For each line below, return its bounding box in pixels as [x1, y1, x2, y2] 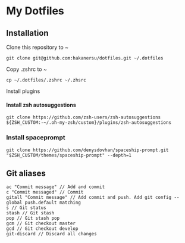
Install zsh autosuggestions [6, 101, 76, 108]
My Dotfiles [6, 4, 64, 18]
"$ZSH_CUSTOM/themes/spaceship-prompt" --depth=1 [6, 152, 132, 158]
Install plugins [6, 88, 40, 95]
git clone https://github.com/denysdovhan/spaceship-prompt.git [6, 147, 169, 153]
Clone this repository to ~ [6, 43, 69, 51]
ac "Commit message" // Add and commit [6, 184, 105, 190]
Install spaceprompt [6, 133, 65, 142]
